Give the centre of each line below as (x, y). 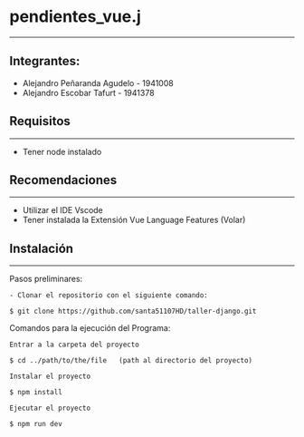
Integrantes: (45, 61)
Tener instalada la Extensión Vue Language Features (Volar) (134, 220)
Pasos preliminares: (46, 279)
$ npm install (36, 393)
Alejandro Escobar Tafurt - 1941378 (89, 92)
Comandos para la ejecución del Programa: (90, 328)
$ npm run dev (36, 424)
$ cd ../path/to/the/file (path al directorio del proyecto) (131, 361)
